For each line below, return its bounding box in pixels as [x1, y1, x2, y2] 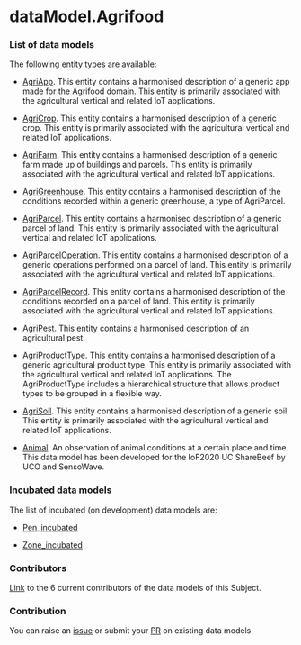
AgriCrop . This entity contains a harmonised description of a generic [22, 113, 277, 123]
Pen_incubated [22, 522, 78, 532]
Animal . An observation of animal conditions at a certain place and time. [22, 442, 289, 453]
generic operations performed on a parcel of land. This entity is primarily [22, 259, 292, 270]
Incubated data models [9, 484, 112, 496]
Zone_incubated [22, 539, 83, 550]
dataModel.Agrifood [9, 6, 164, 27]
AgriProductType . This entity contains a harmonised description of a [22, 350, 276, 361]
